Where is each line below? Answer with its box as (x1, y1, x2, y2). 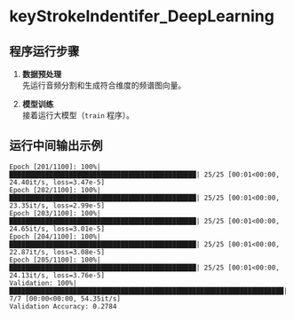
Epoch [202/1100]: (9, 185, 77, 194)
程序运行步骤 (9, 43, 80, 59)
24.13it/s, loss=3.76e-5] (9, 270, 105, 280)
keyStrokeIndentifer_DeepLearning (9, 6, 275, 27)
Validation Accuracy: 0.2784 (9, 301, 117, 311)
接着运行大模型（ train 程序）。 (21, 110, 135, 121)
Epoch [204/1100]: (9, 232, 77, 241)
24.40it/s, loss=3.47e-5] (9, 177, 105, 187)
